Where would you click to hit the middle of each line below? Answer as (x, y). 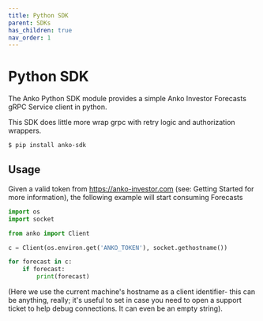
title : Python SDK (38, 15)
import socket (32, 219)
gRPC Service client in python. (58, 107)
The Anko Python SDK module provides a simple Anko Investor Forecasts (128, 99)
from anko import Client (49, 233)
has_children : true (40, 30)
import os (24, 211)
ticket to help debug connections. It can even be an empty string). (116, 308)
